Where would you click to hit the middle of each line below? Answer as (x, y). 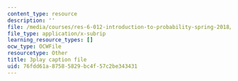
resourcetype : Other (38, 54)
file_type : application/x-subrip (57, 33)
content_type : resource (42, 14)
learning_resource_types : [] (50, 40)
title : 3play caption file (47, 60)
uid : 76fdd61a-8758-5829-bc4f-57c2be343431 (73, 66)
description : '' (31, 20)
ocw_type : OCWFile (34, 46)
